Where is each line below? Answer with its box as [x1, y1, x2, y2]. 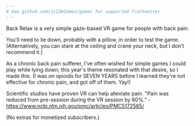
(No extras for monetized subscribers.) [6, 114, 100, 121]
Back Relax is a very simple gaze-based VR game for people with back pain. [6, 25, 190, 32]
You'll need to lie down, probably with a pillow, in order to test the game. [6, 36, 180, 43]
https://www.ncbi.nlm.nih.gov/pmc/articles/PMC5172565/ [6, 102, 144, 109]
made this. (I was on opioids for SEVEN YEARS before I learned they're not [6, 72, 186, 79]
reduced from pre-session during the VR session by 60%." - [6, 96, 151, 103]
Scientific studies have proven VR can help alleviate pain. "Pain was [6, 90, 169, 97]
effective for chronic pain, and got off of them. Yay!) [6, 79, 131, 86]
